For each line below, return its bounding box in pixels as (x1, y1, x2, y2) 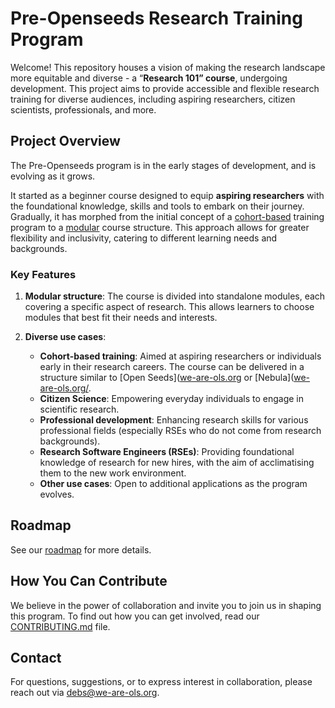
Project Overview (10, 133, 121, 150)
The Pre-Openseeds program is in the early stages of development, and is (10, 159, 317, 171)
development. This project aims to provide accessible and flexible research (10, 82, 320, 94)
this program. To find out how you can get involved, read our (10, 610, 260, 622)
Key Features (10, 267, 77, 281)
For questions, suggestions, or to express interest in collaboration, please (10, 676, 313, 688)
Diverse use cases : (24, 331, 107, 343)
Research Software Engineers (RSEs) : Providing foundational (39, 446, 295, 458)
